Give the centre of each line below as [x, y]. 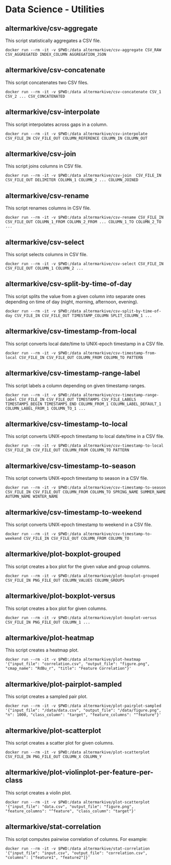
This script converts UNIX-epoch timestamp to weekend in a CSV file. [79, 524]
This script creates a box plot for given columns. [56, 608]
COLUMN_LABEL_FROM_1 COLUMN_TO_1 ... [46, 408]
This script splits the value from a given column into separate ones [76, 296]
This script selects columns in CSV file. [47, 255]
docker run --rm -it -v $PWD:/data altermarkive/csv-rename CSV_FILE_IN [84, 218]
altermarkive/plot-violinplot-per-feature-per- [79, 773]
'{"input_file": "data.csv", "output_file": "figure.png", [70, 807]
